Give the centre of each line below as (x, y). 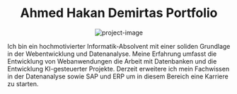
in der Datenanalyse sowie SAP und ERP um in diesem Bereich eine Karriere (118, 76)
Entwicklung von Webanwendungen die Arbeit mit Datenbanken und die (112, 61)
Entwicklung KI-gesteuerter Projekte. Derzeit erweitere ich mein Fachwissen (118, 69)
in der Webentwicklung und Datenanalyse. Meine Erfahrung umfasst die (112, 54)
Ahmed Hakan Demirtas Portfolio (119, 13)
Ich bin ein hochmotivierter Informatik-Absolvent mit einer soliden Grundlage (119, 46)
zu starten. (23, 83)
